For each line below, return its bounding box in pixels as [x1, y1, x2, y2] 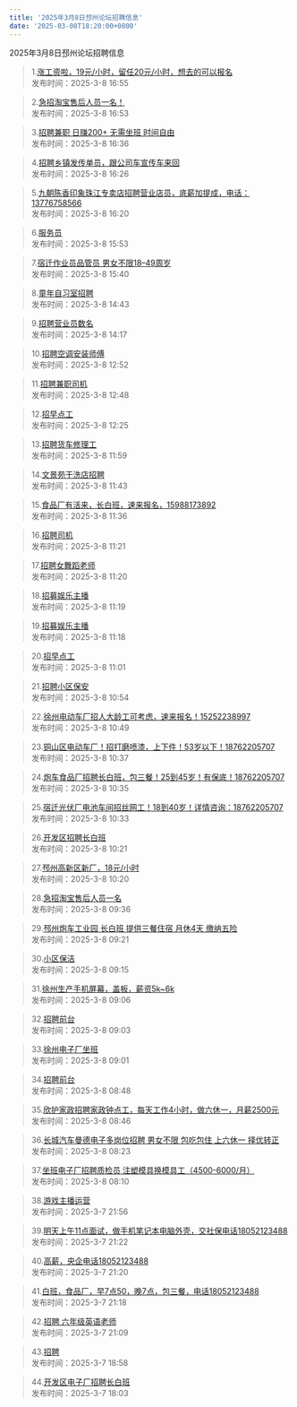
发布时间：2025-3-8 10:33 [30, 813, 130, 824]
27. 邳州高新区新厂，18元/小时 [30, 862, 140, 873]
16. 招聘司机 [30, 530, 73, 540]
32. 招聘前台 [30, 1014, 76, 1024]
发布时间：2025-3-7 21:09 [30, 1327, 129, 1338]
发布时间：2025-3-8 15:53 [30, 238, 129, 249]
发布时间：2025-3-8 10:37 [30, 752, 130, 763]
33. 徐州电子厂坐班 [30, 1043, 98, 1054]
